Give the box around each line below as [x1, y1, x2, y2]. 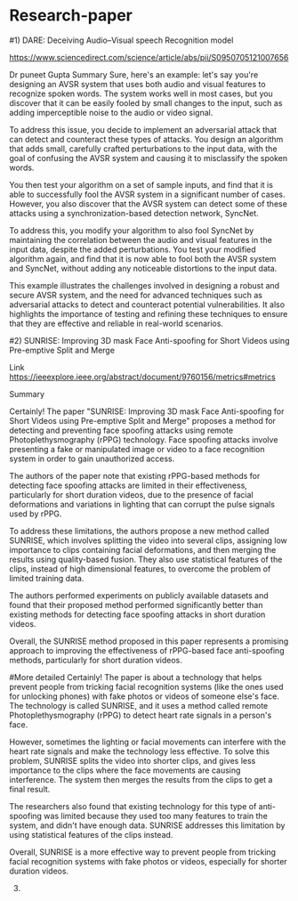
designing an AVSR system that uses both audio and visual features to [9, 78, 266, 89]
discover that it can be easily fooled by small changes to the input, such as [9, 97, 283, 108]
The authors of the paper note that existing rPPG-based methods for [9, 470, 261, 481]
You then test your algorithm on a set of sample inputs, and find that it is [9, 179, 274, 190]
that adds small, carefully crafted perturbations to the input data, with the [9, 143, 278, 154]
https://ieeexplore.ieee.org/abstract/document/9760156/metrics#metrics [9, 371, 276, 382]
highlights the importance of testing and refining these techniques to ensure [9, 308, 288, 319]
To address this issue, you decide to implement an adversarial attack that [9, 124, 278, 134]
